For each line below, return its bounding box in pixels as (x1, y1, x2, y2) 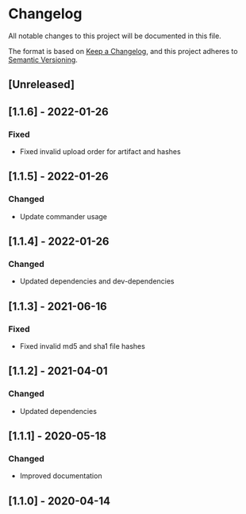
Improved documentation (19, 471, 102, 481)
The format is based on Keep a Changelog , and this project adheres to (8, 46, 238, 56)
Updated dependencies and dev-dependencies (19, 276, 175, 286)
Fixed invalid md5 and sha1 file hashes (19, 342, 145, 351)
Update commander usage (19, 211, 108, 221)
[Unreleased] (8, 78, 75, 91)
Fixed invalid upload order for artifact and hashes (19, 147, 181, 157)
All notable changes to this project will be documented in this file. (8, 31, 222, 41)
